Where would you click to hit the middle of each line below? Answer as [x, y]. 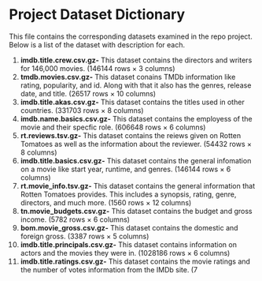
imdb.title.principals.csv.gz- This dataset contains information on [128, 244]
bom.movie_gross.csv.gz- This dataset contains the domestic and [129, 227]
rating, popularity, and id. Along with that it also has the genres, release [136, 85]
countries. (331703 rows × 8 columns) [82, 110]
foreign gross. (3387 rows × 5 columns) [85, 236]
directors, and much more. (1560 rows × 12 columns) [106, 202]
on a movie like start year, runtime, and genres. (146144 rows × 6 [125, 169]
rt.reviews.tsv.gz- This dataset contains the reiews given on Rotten [131, 135]
